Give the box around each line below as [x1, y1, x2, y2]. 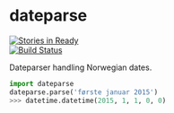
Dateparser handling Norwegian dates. [9, 62, 152, 73]
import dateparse [9, 79, 74, 88]
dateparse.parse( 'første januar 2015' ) [9, 87, 159, 97]
